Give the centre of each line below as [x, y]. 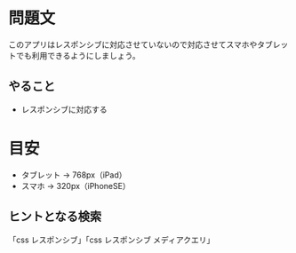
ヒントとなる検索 [55, 217]
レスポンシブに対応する [64, 109]
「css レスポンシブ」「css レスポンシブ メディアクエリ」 [112, 240]
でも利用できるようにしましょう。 [78, 55]
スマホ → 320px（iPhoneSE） [76, 186]
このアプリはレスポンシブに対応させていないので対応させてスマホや [133, 44]
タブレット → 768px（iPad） [74, 175]
